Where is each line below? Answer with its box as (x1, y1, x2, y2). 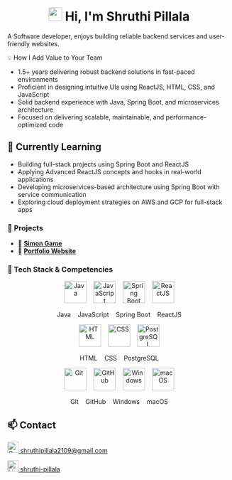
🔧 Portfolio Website (17, 247, 77, 255)
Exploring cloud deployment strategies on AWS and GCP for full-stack (17, 198, 223, 206)
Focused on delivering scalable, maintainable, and (17, 112, 165, 121)
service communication (17, 190, 87, 198)
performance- (165, 112, 207, 121)
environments (17, 75, 58, 83)
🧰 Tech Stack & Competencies (7, 264, 114, 274)
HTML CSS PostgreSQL (79, 354, 160, 363)
